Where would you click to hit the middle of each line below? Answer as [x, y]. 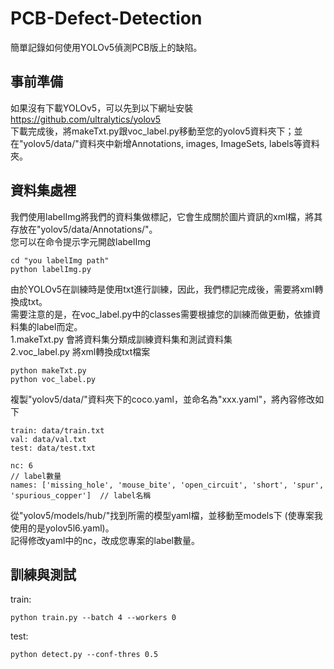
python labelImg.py [51, 269]
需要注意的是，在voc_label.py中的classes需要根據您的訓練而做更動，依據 [161, 314]
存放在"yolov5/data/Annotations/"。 [84, 229]
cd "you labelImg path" [60, 260]
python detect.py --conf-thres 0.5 [84, 655]
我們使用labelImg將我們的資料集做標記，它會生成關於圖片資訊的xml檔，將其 [166, 216]
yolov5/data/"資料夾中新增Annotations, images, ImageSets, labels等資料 [171, 143]
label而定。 [59, 326]
